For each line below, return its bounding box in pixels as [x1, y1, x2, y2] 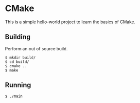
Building [5, 33, 31, 41]
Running [5, 81, 32, 89]
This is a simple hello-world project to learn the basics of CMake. [5, 19, 136, 25]
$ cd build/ [5, 59, 29, 64]
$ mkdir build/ [5, 55, 36, 60]
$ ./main [5, 94, 23, 99]
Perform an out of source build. [5, 45, 68, 51]
